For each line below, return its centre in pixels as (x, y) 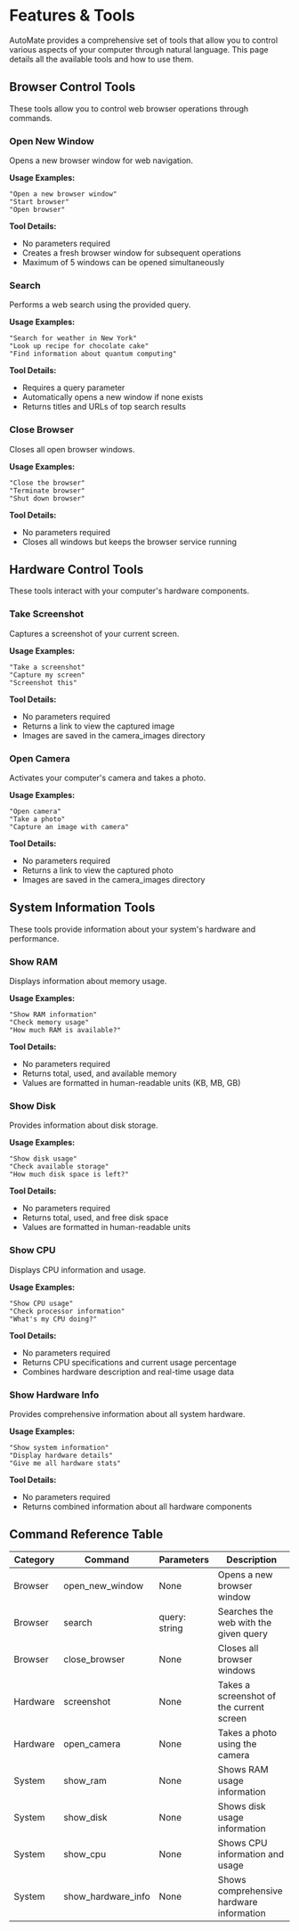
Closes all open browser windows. (72, 449)
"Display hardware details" (61, 1456)
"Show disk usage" (43, 1159)
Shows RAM (243, 1769)
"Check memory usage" (49, 1023)
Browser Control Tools (73, 87)
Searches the (246, 1611)
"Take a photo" (37, 819)
